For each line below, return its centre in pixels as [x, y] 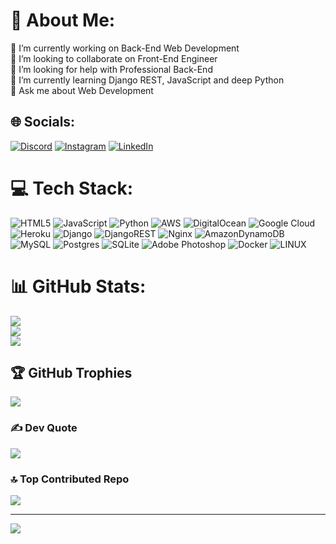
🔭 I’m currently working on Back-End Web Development [125, 48]
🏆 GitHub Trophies [71, 373]
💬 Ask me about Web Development [82, 90]
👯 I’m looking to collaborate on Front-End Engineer [114, 58]
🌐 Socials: [43, 122]
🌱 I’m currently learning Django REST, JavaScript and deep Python [147, 80]
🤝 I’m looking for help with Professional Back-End [111, 69]
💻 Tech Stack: [72, 188]
